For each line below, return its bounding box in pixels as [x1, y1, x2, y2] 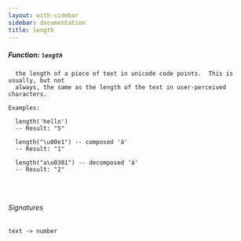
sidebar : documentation [8, 19, 86, 27]
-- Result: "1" [15, 146, 65, 153]
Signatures [8, 203, 44, 212]
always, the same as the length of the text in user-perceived [15, 84, 226, 92]
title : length [8, 26, 55, 34]
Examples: [8, 104, 41, 112]
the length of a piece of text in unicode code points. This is [15, 70, 234, 78]
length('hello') [15, 118, 68, 126]
